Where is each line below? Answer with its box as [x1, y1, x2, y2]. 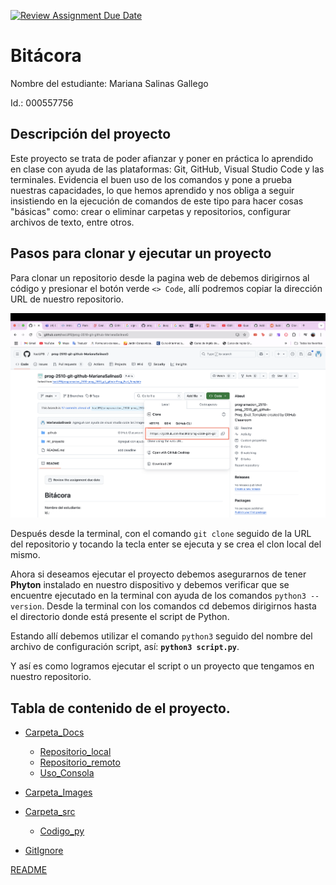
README [10, 863, 48, 875]
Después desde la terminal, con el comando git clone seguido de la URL [10, 528, 312, 540]
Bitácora [10, 45, 82, 67]
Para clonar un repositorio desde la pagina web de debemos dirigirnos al [10, 271, 310, 284]
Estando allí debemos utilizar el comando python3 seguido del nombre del [10, 630, 313, 642]
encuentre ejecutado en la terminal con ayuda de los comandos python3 [10, 590, 307, 602]
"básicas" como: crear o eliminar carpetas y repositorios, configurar [10, 205, 292, 217]
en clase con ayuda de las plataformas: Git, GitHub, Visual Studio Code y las [10, 163, 325, 175]
